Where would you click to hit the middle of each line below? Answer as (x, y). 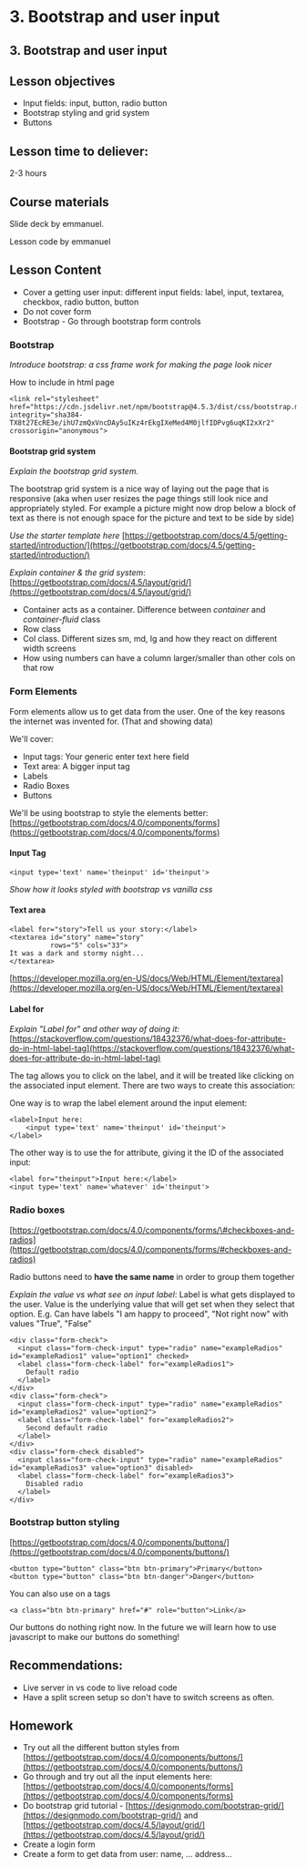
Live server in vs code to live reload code (100, 1687)
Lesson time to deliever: (79, 151)
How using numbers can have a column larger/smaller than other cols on (159, 658)
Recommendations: (66, 1666)
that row (38, 668)
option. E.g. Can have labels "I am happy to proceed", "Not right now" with (149, 1314)
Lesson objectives (62, 81)
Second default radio (66, 1428)
